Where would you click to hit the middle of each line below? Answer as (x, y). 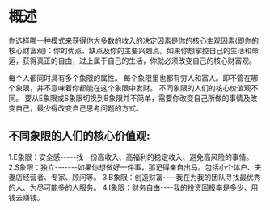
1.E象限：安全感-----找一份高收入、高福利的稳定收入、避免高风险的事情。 (131, 157)
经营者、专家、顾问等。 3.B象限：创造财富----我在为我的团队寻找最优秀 (141, 177)
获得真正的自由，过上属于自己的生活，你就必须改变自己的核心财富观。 (139, 61)
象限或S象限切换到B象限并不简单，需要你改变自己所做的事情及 (147, 98)
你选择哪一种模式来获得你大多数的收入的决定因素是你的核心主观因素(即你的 (134, 40)
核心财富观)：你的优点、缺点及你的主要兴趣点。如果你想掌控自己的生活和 (130, 50)
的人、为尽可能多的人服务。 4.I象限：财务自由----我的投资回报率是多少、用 (133, 187)
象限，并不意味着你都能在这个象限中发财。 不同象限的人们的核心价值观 (133, 88)
